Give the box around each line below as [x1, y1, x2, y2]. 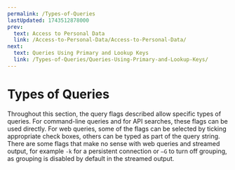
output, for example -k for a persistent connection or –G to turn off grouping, [7, 147, 227, 155]
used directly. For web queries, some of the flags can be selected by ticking [7, 124, 227, 133]
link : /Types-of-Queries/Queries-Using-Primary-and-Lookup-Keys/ [13, 56, 209, 63]
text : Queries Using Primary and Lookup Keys [13, 50, 149, 57]
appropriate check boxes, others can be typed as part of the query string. [7, 131, 220, 140]
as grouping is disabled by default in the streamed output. [7, 154, 175, 162]
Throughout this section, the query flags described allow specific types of [7, 110, 222, 118]
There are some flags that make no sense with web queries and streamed [7, 139, 220, 148]
